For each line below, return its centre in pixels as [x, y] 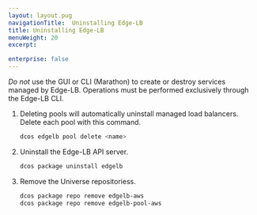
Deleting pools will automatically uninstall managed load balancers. [129, 114]
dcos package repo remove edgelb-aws [82, 196]
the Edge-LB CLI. [36, 98]
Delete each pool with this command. [80, 122]
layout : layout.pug [40, 15]
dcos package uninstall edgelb [71, 166]
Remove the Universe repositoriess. [77, 181]
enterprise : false [38, 59]
